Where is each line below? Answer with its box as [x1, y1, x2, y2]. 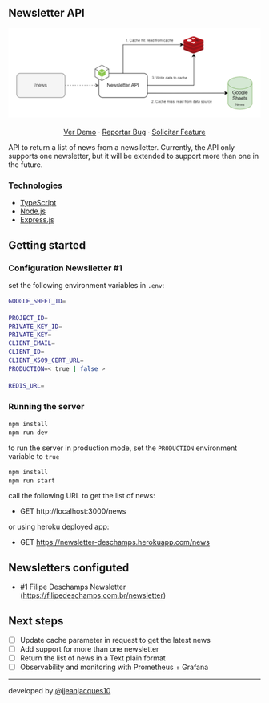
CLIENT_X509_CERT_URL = [8, 356, 84, 364]
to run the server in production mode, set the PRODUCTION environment [8, 443, 238, 453]
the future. [8, 160, 43, 169]
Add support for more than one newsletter [19, 644, 159, 654]
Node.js [19, 206, 46, 216]
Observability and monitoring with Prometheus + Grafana [19, 662, 209, 673]
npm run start [8, 477, 56, 485]
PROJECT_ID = [8, 314, 48, 322]
